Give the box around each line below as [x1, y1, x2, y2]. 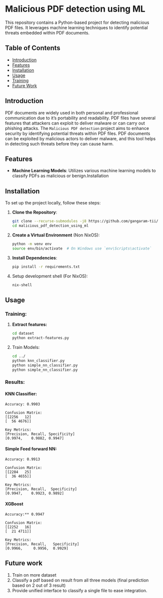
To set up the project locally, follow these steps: [5, 200, 101, 206]
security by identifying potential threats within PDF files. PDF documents [5, 130, 150, 136]
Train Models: [12, 344, 40, 350]
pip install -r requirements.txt [12, 264, 80, 269]
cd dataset [12, 331, 35, 336]
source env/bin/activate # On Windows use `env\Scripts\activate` [12, 246, 152, 251]
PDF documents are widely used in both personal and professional [5, 109, 139, 115]
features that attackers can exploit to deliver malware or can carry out [5, 120, 145, 126]
